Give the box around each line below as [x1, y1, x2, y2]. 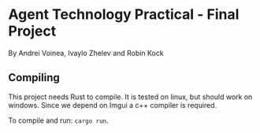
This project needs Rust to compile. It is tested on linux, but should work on [8, 92, 253, 102]
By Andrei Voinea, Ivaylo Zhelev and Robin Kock [8, 48, 164, 57]
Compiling [8, 71, 61, 84]
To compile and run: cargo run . [8, 116, 109, 125]
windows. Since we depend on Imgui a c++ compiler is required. [8, 100, 217, 109]
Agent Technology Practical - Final [8, 6, 240, 24]
